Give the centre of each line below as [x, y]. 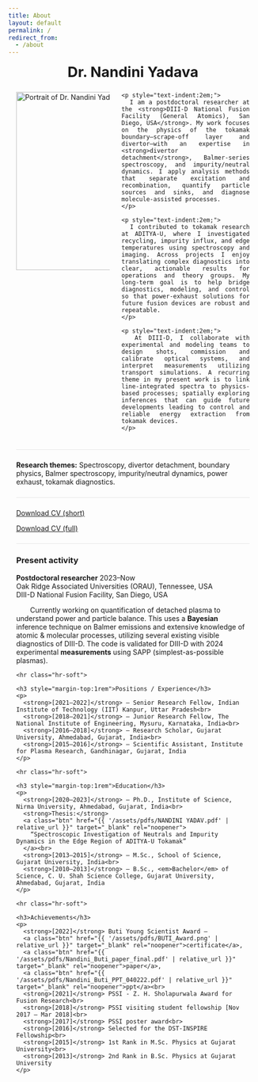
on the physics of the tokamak [186, 130]
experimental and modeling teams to [186, 345]
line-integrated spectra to [169, 386]
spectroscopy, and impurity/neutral [186, 164]
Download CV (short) [51, 513]
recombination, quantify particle [186, 185]
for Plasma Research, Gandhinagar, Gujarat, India [101, 751]
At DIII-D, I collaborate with [192, 337]
